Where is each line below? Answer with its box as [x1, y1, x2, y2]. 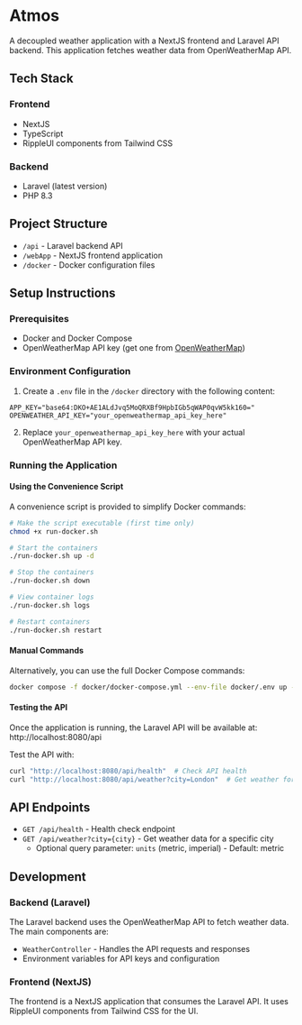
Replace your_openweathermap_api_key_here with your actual [22, 426, 245, 437]
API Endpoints [9, 800, 91, 816]
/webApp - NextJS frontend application [22, 250, 164, 261]
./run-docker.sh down [9, 576, 91, 586]
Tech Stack [9, 71, 74, 87]
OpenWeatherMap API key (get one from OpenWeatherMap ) [22, 343, 245, 353]
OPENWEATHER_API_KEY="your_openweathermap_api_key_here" [9, 411, 227, 420]
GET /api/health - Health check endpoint [22, 824, 175, 835]
